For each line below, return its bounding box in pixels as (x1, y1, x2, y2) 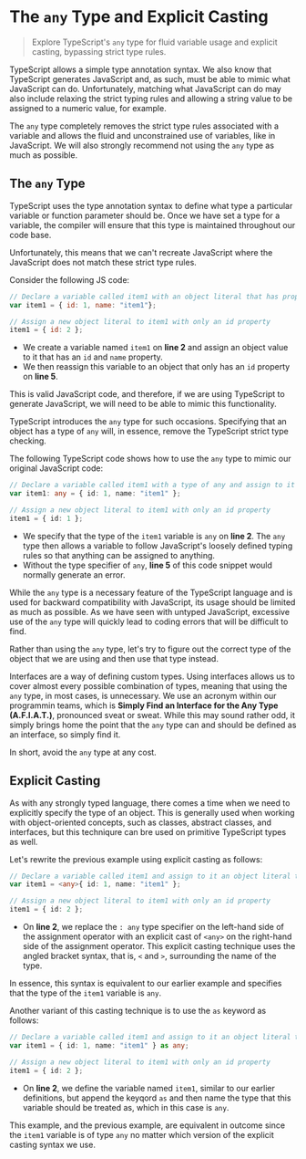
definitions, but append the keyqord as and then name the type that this (22, 1092, 291, 1103)
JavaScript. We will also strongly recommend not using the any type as (9, 140, 275, 151)
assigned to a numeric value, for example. (9, 102, 167, 113)
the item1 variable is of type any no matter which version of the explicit (9, 1129, 275, 1140)
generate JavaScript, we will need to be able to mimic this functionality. (9, 399, 278, 410)
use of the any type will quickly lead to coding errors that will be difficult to (9, 616, 289, 627)
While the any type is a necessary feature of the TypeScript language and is (9, 587, 293, 598)
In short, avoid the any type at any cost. (9, 747, 157, 757)
